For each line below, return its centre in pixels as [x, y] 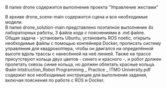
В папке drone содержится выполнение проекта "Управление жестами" [82, 7]
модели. [14, 22]
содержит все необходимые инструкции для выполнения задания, [76, 75]
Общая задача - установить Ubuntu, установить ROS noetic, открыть [78, 38]
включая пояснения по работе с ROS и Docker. [55, 80]
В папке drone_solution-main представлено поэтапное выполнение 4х [79, 27]
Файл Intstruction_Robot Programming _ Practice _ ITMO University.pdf [78, 70]
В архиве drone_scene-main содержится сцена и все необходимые [77, 17]
